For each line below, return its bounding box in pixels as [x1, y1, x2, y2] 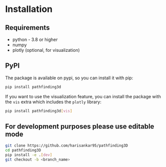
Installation [5, 3, 53, 15]
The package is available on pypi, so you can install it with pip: [5, 75, 134, 81]
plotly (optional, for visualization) [12, 47, 80, 53]
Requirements [5, 23, 50, 32]
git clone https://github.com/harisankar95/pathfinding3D [5, 143, 128, 148]
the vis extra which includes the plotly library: [5, 99, 102, 105]
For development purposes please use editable [5, 122, 155, 131]
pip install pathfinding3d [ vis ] [5, 108, 72, 113]
